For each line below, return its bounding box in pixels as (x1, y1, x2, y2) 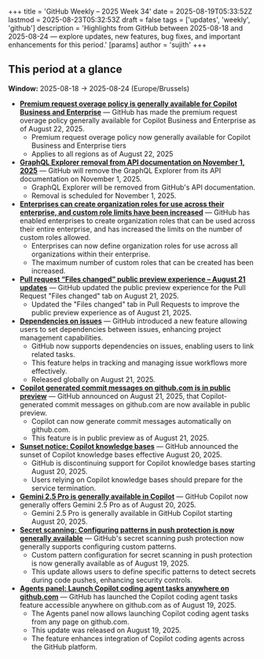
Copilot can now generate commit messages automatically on (31, 416, 232, 425)
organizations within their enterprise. (31, 249, 151, 259)
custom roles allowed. (19, 232, 91, 242)
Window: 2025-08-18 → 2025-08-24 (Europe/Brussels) (8, 83, 190, 93)
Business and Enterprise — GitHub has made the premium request (19, 107, 238, 116)
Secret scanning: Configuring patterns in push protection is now (19, 525, 235, 534)
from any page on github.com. (31, 617, 130, 626)
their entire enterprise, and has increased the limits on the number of (19, 224, 243, 234)
